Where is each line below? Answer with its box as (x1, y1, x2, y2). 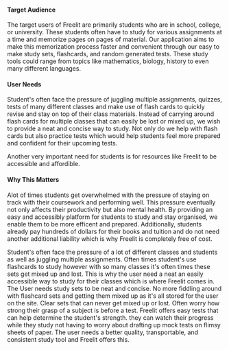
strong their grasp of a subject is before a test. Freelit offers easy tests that (7, 306, 219, 314)
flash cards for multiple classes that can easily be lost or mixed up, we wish (7, 117, 221, 126)
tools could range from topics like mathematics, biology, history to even (7, 57, 209, 65)
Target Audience (7, 5, 56, 14)
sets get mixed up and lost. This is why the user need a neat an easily (7, 270, 204, 278)
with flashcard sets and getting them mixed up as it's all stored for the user (7, 292, 219, 300)
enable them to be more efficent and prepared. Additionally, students (7, 220, 202, 228)
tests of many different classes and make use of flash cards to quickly (7, 103, 205, 111)
